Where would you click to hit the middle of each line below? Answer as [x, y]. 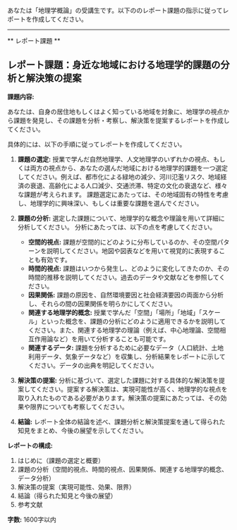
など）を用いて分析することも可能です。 [111, 339]
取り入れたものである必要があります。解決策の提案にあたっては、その [119, 397]
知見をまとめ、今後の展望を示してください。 [82, 430]
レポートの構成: [30, 445]
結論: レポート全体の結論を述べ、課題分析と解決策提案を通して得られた [121, 421]
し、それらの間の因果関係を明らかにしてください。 [102, 303]
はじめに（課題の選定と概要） [61, 460]
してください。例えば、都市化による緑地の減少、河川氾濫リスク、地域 [119, 177]
